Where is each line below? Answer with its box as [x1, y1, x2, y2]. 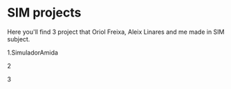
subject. [7, 34, 30, 43]
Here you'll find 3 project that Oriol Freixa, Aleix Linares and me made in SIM [7, 28, 225, 36]
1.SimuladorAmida [7, 48, 59, 57]
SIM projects [7, 5, 82, 21]
